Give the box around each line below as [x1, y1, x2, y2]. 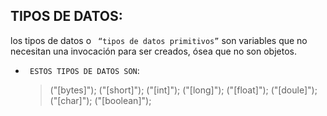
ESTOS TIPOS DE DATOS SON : [29, 64, 140, 76]
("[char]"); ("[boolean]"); [49, 94, 152, 106]
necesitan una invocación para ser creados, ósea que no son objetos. [10, 45, 298, 57]
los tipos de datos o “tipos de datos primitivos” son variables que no [10, 34, 308, 46]
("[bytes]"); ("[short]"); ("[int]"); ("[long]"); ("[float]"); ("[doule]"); [49, 84, 318, 96]
